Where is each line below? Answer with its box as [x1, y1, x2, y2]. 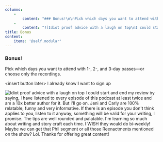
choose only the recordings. [5, 71, 62, 77]
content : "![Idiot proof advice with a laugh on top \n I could [22, 25, 151, 30]
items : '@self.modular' [14, 39, 62, 44]
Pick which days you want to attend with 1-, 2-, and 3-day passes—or [5, 66, 145, 72]
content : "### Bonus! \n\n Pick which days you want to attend [22, 16, 149, 21]
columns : [5, 7, 23, 12]
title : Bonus [5, 30, 32, 35]
